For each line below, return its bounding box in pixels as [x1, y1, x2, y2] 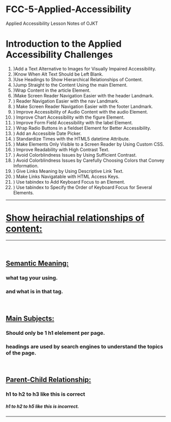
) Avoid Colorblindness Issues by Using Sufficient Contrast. [13, 152, 137, 158]
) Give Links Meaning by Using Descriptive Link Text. [13, 168, 124, 174]
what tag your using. [6, 274, 58, 282]
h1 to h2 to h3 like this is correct [6, 391, 85, 398]
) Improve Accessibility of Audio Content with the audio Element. [13, 109, 149, 115]
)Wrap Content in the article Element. [13, 87, 91, 93]
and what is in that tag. [6, 288, 63, 295]
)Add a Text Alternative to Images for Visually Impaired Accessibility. [13, 65, 156, 72]
